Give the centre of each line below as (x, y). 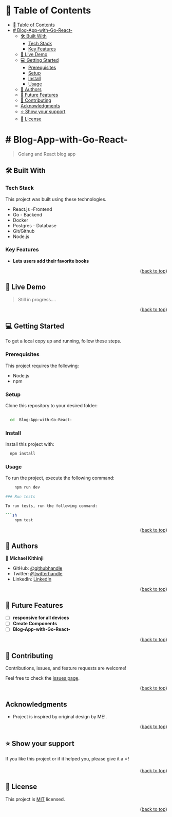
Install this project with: (30, 444)
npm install (23, 454)
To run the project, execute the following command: (60, 478)
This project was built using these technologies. (56, 199)
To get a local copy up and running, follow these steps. (63, 341)
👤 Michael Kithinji (24, 558)
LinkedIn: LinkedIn (32, 579)
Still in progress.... (37, 299)
